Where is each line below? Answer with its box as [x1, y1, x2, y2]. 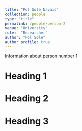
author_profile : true [5, 40, 50, 44]
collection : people [5, 12, 46, 17]
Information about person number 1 [5, 53, 78, 59]
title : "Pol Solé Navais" [5, 7, 59, 12]
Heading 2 [5, 93, 49, 104]
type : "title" [5, 16, 35, 21]
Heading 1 [5, 70, 47, 82]
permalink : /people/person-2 [5, 21, 66, 26]
